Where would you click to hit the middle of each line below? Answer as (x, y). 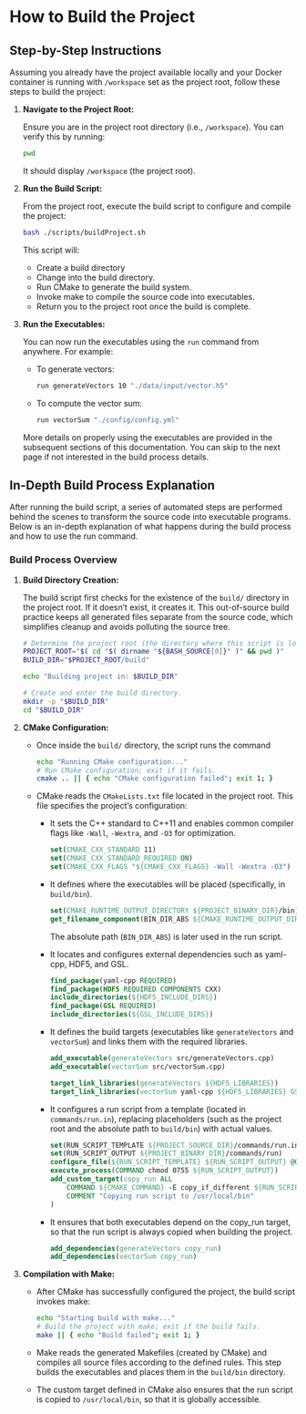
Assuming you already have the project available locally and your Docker (146, 72)
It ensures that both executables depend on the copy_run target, (170, 1222)
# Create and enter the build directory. (102, 693)
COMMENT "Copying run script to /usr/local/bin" (161, 1196)
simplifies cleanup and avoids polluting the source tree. (126, 626)
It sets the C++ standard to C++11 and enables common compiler (172, 823)
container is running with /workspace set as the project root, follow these (145, 82)
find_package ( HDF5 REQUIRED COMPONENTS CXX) (136, 989)
